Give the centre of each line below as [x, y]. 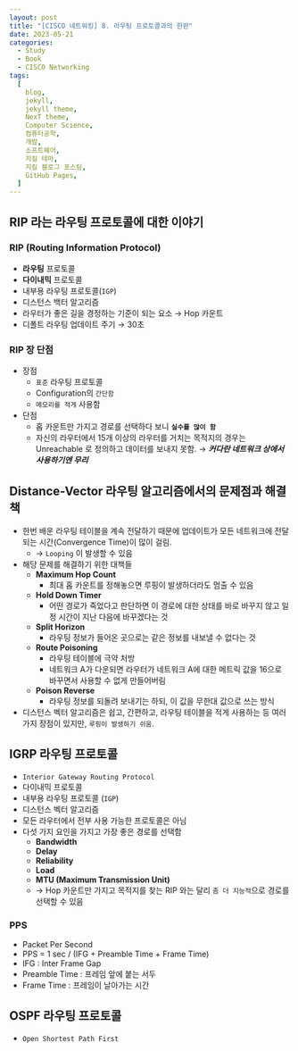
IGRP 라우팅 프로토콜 [64, 754]
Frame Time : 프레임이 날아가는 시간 [86, 985]
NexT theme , [47, 117]
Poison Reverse [65, 690]
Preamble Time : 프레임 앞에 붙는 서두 [89, 974]
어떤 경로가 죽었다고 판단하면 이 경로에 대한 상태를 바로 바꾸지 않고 [164, 605]
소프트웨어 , [43, 150]
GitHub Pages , [51, 175]
